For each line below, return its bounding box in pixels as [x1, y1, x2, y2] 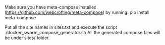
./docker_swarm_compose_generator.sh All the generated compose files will [4, 30, 161, 35]
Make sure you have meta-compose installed [4, 4, 97, 10]
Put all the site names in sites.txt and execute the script [4, 24, 117, 30]
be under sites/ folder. [4, 35, 50, 41]
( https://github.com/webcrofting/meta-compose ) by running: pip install [4, 9, 150, 15]
